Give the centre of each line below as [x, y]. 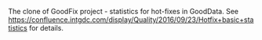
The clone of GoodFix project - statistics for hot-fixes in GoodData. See [124, 11]
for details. [46, 28]
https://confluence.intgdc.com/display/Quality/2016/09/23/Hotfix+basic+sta [131, 20]
